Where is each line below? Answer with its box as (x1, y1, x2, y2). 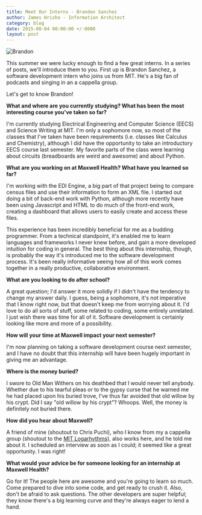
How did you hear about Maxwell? (6, 417, 93, 424)
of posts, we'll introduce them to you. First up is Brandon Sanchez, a (6, 66, 176, 73)
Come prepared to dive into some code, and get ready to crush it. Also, (6, 484, 183, 491)
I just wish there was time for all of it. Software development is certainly (6, 313, 184, 321)
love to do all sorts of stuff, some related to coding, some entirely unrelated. (6, 307, 195, 315)
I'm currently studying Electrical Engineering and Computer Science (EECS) (6, 120, 194, 127)
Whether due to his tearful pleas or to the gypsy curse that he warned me (6, 386, 189, 393)
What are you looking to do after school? (6, 276, 110, 284)
